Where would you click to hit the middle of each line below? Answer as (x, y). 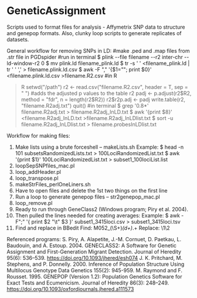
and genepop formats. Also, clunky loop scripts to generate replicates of (94, 33)
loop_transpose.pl (37, 178)
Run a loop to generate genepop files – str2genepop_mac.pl (87, 197)
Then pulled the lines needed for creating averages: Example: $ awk (98, 215)
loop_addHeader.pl (38, 172)
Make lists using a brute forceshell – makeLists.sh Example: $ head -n (99, 147)
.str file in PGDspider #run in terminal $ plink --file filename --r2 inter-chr (95, 57)
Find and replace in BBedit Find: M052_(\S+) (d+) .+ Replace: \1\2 (93, 228)
